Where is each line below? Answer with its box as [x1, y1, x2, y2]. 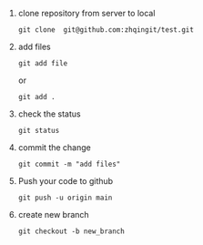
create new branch [17, 209, 89, 219]
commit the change [17, 142, 91, 153]
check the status [17, 108, 81, 119]
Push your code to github [17, 176, 114, 186]
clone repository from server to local [17, 8, 156, 18]
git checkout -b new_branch [17, 227, 125, 236]
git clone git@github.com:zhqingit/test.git [17, 26, 194, 35]
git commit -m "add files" [17, 159, 121, 168]
